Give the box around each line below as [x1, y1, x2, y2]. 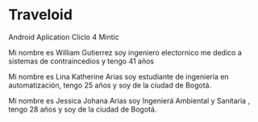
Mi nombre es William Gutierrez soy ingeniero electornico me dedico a [8, 47, 242, 57]
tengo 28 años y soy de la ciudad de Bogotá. [8, 104, 157, 114]
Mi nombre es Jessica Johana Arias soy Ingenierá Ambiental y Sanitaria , [8, 96, 251, 105]
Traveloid [8, 6, 73, 24]
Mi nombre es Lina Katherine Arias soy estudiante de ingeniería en [8, 71, 229, 81]
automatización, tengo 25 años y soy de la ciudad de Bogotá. [8, 80, 212, 90]
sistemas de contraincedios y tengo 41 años [8, 56, 155, 66]
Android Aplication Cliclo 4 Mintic [8, 32, 119, 42]
